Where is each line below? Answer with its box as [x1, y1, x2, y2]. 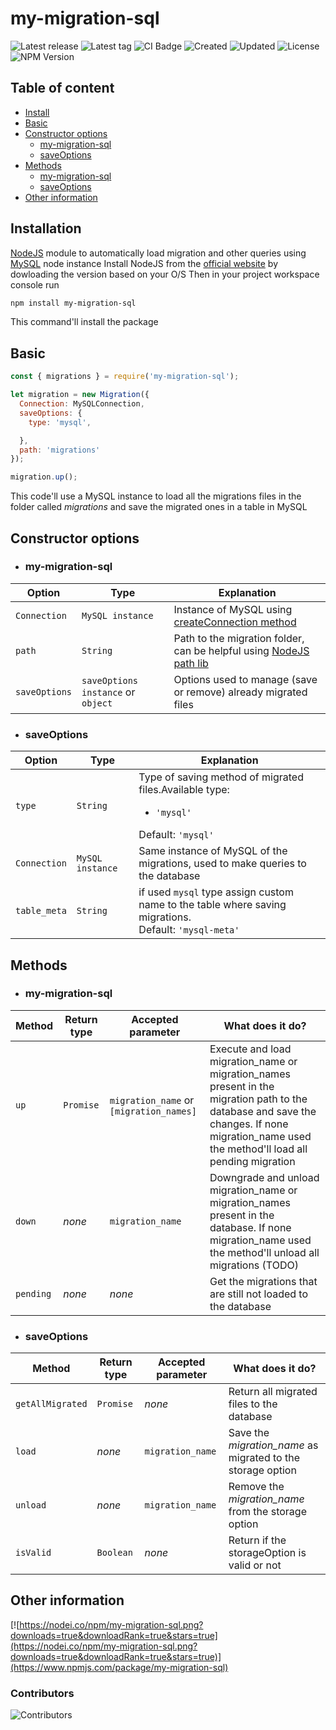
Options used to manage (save [173, 672, 318, 686]
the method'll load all [209, 1142, 308, 1156]
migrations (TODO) [209, 1258, 299, 1272]
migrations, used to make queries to [138, 857, 307, 871]
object [81, 697, 113, 709]
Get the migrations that [209, 1274, 318, 1288]
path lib [173, 656, 209, 670]
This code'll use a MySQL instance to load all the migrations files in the [10, 490, 302, 502]
